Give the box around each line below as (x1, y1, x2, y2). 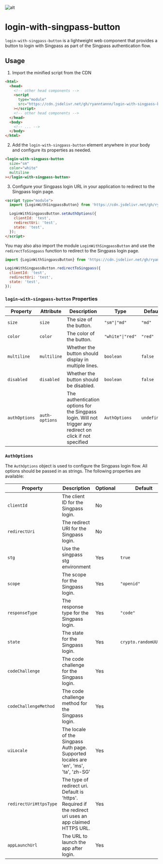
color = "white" (9, 166, 38, 170)
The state (62, 630, 84, 636)
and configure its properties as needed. (12, 147, 91, 153)
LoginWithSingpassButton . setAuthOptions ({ (9, 211, 97, 216)
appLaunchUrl (7, 843, 38, 848)
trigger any (66, 420, 92, 427)
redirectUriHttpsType (7, 801, 57, 807)
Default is (62, 789, 84, 796)
